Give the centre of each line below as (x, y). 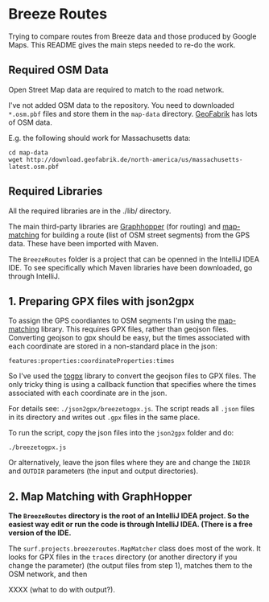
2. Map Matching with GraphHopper (100, 496)
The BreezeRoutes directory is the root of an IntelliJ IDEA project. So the (129, 516)
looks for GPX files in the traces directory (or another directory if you (123, 557)
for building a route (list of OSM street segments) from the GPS (146, 235)
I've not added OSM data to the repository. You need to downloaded (122, 105)
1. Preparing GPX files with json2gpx (101, 301)
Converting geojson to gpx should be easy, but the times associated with (129, 338)
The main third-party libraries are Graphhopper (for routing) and (115, 226)
